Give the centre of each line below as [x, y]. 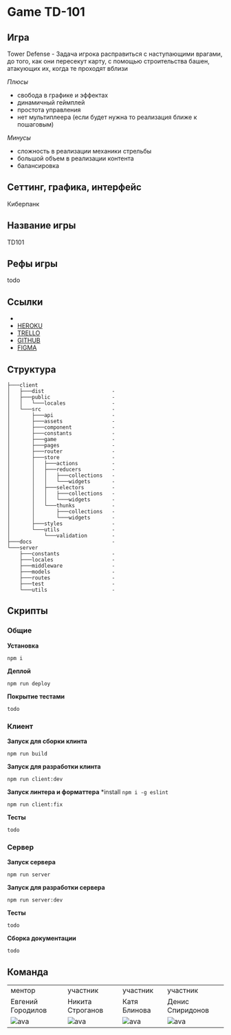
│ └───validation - [61, 536]
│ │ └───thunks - [61, 506]
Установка [23, 645]
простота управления [49, 110]
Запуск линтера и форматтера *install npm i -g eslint [88, 792]
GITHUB [29, 341]
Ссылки [25, 302]
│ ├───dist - [61, 392]
